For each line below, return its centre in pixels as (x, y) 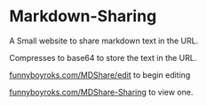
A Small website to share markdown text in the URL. (104, 41)
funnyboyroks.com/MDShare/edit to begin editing (100, 75)
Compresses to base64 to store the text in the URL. (103, 57)
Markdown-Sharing (83, 16)
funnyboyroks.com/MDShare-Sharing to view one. (101, 92)
